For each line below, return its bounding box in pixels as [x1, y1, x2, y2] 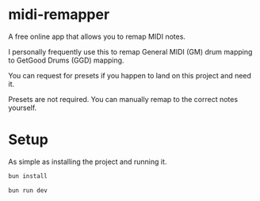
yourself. [8, 103, 37, 112]
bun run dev [8, 186, 48, 195]
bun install [8, 172, 48, 180]
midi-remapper [8, 6, 110, 24]
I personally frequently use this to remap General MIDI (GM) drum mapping [8, 47, 253, 56]
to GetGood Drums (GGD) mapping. [8, 55, 124, 65]
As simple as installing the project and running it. [8, 157, 167, 166]
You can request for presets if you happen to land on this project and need [8, 70, 252, 80]
